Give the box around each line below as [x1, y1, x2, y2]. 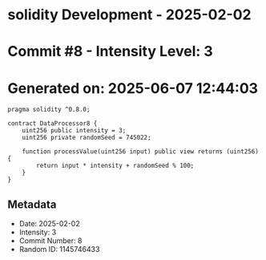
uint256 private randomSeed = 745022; [22, 134, 151, 142]
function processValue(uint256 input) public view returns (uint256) [22, 148, 260, 156]
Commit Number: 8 [18, 236, 83, 246]
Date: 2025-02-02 [18, 219, 81, 229]
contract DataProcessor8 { [7, 120, 98, 128]
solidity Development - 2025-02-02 [7, 6, 252, 24]
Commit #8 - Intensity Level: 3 [7, 43, 213, 61]
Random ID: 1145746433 [18, 245, 100, 254]
